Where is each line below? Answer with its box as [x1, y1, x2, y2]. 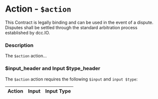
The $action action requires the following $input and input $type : [5, 76, 138, 82]
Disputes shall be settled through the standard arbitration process [5, 24, 138, 30]
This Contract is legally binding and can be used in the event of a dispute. [5, 19, 154, 25]
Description [5, 42, 34, 49]
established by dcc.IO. [5, 30, 50, 35]
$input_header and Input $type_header [5, 65, 100, 72]
